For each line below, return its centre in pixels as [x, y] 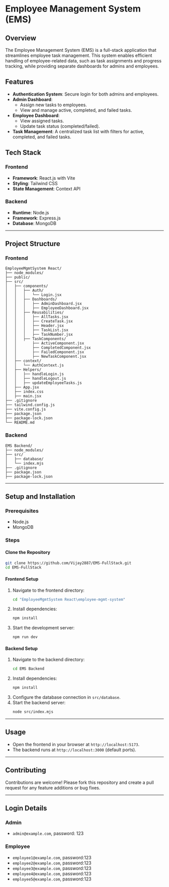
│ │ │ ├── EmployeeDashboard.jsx [47, 308]
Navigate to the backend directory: [49, 660]
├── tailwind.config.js [30, 405]
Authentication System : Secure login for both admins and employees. [86, 94]
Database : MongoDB [34, 223]
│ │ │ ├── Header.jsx [35, 326]
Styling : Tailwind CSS [35, 183]
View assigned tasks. [42, 121]
